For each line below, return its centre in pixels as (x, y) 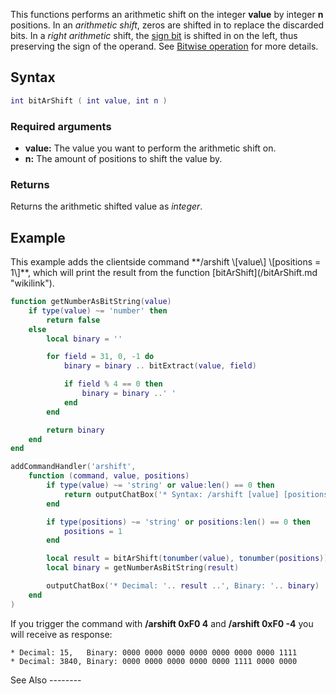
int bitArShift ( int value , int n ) (89, 100)
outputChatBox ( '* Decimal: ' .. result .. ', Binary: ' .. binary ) (183, 586)
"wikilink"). (32, 283)
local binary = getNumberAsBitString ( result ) (143, 568)
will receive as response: (61, 634)
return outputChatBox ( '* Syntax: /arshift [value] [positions (196, 494)
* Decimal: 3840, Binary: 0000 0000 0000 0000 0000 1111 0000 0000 (154, 661)
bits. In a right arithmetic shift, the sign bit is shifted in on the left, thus (154, 35)
